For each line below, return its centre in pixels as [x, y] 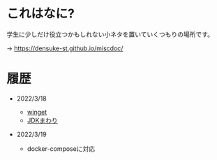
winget [37, 112]
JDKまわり [43, 120]
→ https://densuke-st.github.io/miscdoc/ [65, 48]
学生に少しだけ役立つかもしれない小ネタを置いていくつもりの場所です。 [110, 34]
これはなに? [40, 14]
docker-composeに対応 [61, 148]
